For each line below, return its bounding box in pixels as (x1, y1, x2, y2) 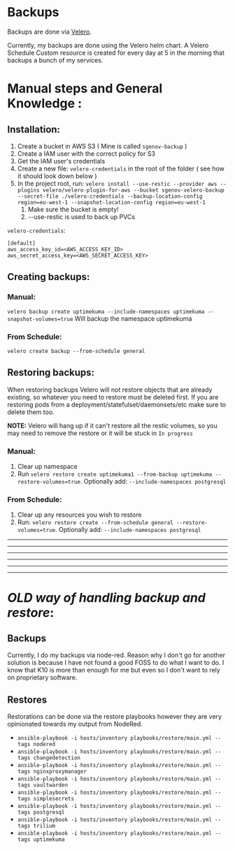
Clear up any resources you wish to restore (17, 510, 142, 519)
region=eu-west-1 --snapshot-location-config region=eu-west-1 (17, 199, 206, 206)
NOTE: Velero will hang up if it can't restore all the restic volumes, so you (7, 421, 218, 430)
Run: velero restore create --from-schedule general (17, 518, 173, 526)
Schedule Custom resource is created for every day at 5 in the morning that (7, 48, 225, 57)
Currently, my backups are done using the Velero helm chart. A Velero (7, 41, 209, 49)
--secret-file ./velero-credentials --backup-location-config (17, 192, 203, 200)
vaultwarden (33, 782, 69, 789)
